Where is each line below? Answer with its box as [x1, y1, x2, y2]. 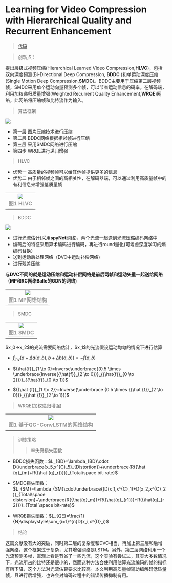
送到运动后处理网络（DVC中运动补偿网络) [12, 254, 100, 260]
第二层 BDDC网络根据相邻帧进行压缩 [12, 135, 90, 141]
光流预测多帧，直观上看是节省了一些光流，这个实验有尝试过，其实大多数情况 [5, 553, 167, 559]
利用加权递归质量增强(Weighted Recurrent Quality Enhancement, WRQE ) [5, 90, 157, 97]
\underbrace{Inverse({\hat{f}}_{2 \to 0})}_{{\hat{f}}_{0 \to [12, 371, 134, 377]
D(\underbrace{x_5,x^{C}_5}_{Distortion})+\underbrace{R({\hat [12, 464, 146, 470]
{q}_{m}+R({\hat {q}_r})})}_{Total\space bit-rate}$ [12, 469, 118, 476]
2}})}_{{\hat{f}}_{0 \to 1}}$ [12, 377, 68, 383]
